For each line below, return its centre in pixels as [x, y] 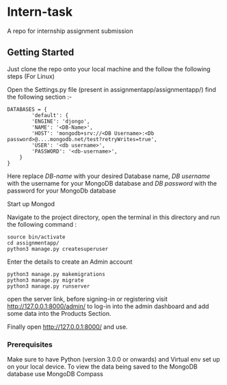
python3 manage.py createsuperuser [58, 249]
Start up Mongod [31, 203]
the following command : [42, 224]
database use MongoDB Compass [55, 374]
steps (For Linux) [31, 76]
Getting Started [41, 52]
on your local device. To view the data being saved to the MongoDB [103, 367]
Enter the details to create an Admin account [70, 262]
